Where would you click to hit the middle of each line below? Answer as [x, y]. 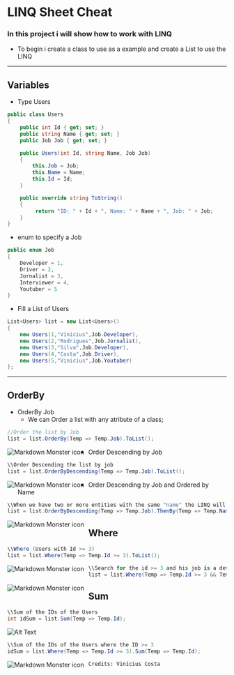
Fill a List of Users [43, 309]
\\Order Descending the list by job [60, 464]
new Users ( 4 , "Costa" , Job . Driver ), [70, 354]
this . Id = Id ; [53, 179]
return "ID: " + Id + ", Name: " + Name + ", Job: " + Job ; [124, 211]
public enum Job [31, 250]
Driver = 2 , [37, 269]
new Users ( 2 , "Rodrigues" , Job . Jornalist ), [80, 341]
